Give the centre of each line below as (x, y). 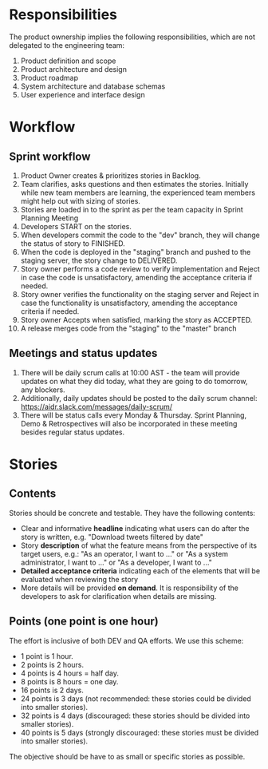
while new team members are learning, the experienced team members (138, 192)
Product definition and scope (68, 61)
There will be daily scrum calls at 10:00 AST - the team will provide (130, 372)
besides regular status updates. (73, 432)
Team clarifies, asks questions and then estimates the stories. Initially (134, 184)
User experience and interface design (83, 94)
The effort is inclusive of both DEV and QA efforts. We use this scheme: (126, 640)
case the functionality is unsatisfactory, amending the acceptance (129, 303)
